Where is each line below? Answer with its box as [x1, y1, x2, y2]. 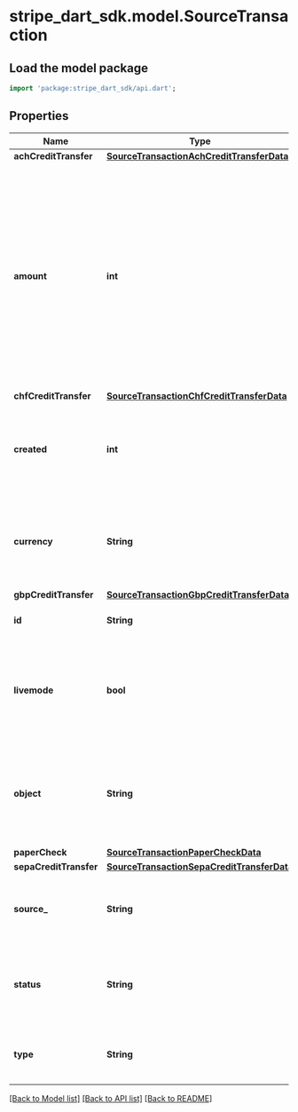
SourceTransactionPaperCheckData [106, 846, 262, 858]
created [13, 442, 47, 455]
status [13, 978, 42, 990]
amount [13, 269, 47, 282]
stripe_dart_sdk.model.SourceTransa [9, 6, 289, 27]
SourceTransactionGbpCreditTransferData [106, 588, 290, 600]
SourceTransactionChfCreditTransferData [106, 389, 287, 401]
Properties [9, 108, 69, 123]
